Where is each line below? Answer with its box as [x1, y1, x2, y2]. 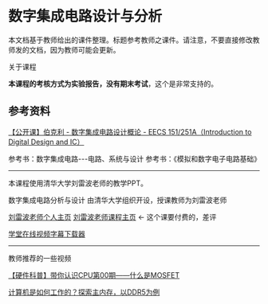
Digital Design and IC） [8, 137, 85, 146]
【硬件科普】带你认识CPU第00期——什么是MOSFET [8, 270, 180, 279]
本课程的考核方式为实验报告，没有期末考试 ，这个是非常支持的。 [8, 79, 218, 88]
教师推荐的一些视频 [8, 253, 72, 263]
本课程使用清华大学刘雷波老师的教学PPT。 [8, 178, 148, 188]
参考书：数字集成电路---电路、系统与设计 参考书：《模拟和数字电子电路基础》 [8, 154, 262, 163]
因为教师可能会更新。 [49, 45, 120, 54]
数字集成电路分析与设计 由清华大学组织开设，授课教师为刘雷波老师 [8, 195, 227, 205]
